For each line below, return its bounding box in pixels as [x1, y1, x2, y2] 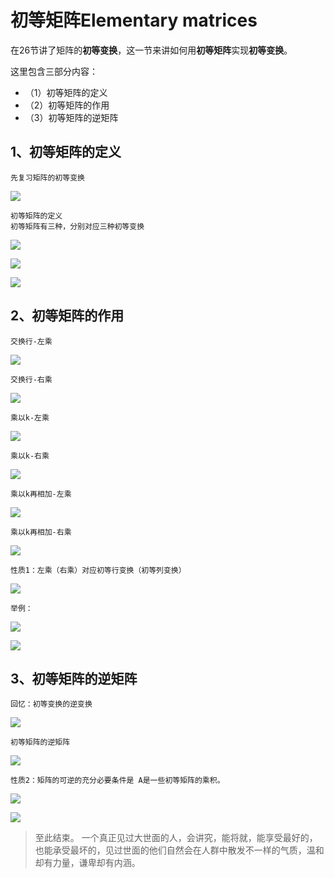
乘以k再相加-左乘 [10, 489, 72, 499]
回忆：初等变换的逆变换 [10, 699, 93, 710]
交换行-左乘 [10, 336, 53, 346]
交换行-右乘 [10, 374, 53, 385]
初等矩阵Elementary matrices [10, 9, 258, 32]
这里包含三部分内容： [10, 65, 98, 77]
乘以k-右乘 [10, 451, 50, 461]
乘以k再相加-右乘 [10, 527, 72, 537]
